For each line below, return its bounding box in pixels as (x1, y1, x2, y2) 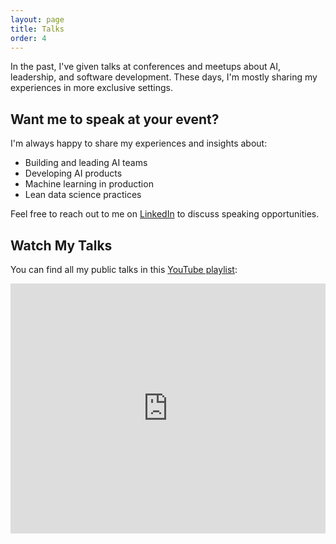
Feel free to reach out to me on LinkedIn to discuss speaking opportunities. (10, 208, 320, 220)
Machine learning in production (24, 178, 154, 190)
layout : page (10, 14, 65, 25)
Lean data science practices (24, 189, 142, 201)
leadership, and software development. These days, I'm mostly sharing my (10, 71, 318, 83)
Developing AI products (24, 167, 123, 180)
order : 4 (10, 33, 47, 43)
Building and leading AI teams (24, 157, 148, 169)
